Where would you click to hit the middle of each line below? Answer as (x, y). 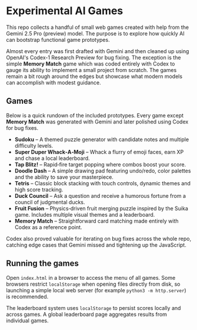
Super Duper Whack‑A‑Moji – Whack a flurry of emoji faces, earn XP (99, 152)
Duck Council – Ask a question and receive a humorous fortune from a (100, 195)
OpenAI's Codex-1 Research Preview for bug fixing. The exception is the (94, 57)
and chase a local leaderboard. (52, 158)
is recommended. (27, 296)
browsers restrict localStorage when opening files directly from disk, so (93, 284)
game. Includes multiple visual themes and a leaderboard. (85, 214)
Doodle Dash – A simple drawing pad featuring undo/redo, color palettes (103, 171)
